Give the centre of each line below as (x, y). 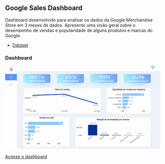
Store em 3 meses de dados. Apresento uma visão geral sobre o (70, 25)
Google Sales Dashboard (44, 8)
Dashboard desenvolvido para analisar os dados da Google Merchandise (79, 20)
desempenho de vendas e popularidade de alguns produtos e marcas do (79, 30)
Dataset (20, 45)
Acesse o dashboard (26, 157)
